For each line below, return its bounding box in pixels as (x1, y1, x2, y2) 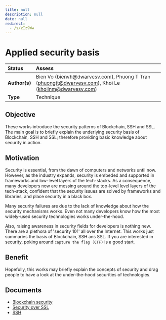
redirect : (5, 21, 26, 26)
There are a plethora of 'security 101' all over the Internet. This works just (5, 228, 154, 234)
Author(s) (7, 80, 31, 87)
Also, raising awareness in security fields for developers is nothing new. (5, 223, 152, 229)
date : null (5, 16, 28, 21)
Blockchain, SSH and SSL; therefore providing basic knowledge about (5, 134, 147, 140)
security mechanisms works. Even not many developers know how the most (5, 208, 160, 214)
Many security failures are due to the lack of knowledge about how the (5, 203, 149, 209)
